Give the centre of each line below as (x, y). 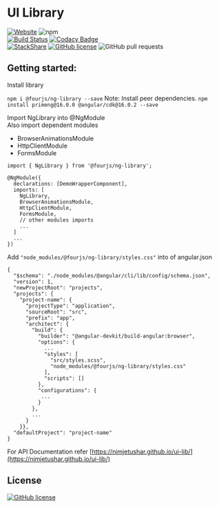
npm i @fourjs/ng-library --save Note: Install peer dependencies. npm (107, 98)
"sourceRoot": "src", (56, 312)
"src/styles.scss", (79, 360)
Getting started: (42, 68)
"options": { (56, 342)
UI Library (36, 13)
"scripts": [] (64, 378)
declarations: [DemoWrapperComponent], (71, 184)
